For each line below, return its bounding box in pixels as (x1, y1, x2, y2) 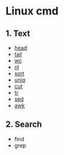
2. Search (5, 119, 42, 130)
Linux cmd (5, 4, 59, 18)
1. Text (5, 28, 31, 39)
